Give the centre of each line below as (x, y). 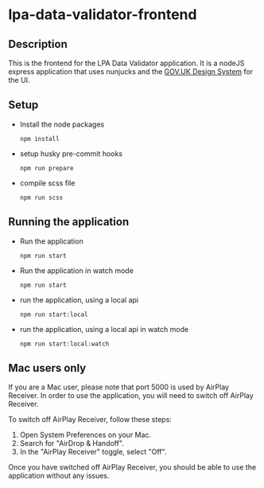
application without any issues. (59, 476)
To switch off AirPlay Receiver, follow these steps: (90, 420)
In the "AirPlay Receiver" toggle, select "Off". (93, 452)
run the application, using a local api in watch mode (104, 329)
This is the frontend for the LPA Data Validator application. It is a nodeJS (126, 63)
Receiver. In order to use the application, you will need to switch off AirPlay (131, 396)
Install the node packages (62, 124)
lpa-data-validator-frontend (103, 15)
